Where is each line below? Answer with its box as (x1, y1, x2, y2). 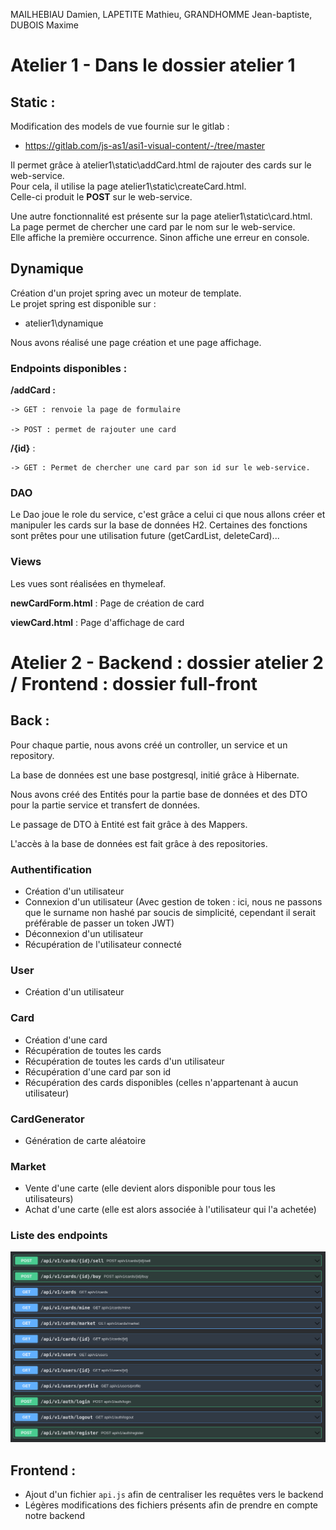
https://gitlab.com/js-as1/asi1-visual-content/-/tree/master (24, 140, 266, 151)
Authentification (10, 862, 92, 876)
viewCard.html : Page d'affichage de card (10, 616, 185, 628)
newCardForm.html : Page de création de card (10, 597, 205, 609)
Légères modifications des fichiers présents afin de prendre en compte (24, 1499, 319, 1511)
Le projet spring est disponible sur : (10, 297, 157, 309)
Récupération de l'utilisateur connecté (24, 939, 182, 950)
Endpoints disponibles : (10, 361, 128, 375)
